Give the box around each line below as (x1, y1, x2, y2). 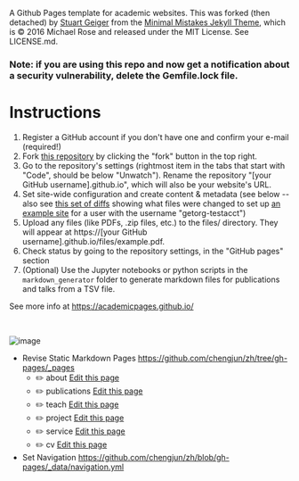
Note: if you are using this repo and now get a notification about (9, 58, 290, 70)
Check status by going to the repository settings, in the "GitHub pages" (21, 245, 284, 256)
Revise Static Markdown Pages (21, 352, 136, 363)
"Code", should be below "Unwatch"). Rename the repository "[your (21, 170, 271, 180)
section (21, 254, 50, 266)
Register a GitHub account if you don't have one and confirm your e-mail (21, 131, 289, 142)
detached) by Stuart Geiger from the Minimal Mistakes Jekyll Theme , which (9, 17, 287, 28)
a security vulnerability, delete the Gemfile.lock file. (9, 69, 238, 81)
